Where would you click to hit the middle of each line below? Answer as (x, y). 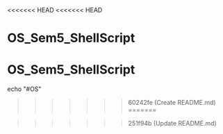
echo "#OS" (24, 89)
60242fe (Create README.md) (172, 103)
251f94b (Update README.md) (172, 124)
